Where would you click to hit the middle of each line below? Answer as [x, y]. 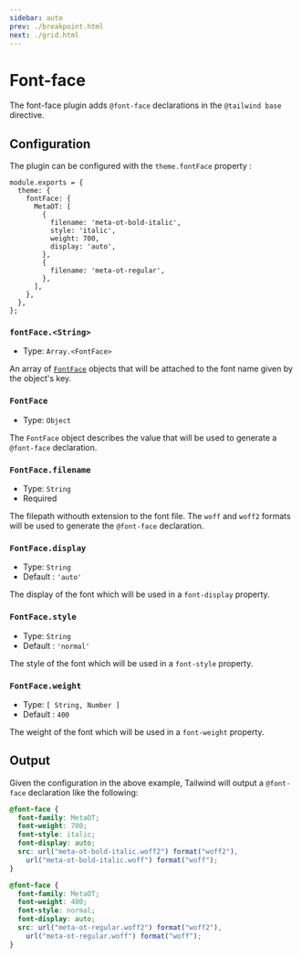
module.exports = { [47, 183]
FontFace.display [48, 548]
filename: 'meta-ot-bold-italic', [115, 223]
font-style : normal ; [57, 910]
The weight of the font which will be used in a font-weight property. [137, 731]
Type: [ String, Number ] [71, 704]
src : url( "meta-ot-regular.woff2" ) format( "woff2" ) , [120, 928]
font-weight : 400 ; [53, 902]
